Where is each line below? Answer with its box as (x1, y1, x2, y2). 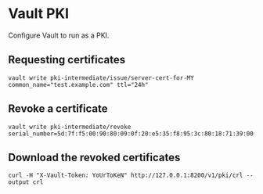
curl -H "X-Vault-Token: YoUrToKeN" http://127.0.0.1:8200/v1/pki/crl (8, 171, 243, 180)
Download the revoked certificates (8, 150, 181, 164)
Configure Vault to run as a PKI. (8, 31, 110, 40)
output (8, 178, 30, 186)
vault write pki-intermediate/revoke (8, 123, 131, 131)
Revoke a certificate (8, 102, 108, 116)
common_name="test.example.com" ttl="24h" (8, 81, 149, 88)
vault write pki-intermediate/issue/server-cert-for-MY (8, 74, 194, 82)
